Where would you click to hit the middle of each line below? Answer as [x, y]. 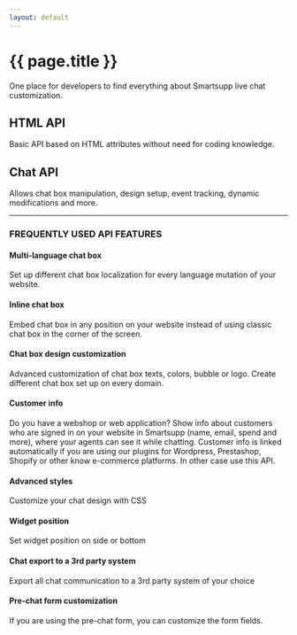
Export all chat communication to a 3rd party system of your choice [132, 580]
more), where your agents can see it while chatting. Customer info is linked [145, 441]
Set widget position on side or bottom [77, 540]
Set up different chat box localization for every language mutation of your [143, 275]
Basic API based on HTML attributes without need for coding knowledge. [142, 144]
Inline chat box [37, 304]
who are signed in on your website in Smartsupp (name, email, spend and [143, 432]
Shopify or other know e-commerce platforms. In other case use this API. [142, 461]
